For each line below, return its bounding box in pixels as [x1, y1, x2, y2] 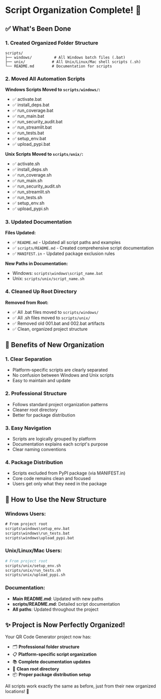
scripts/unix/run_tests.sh [5, 568, 61, 573]
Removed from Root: [5, 299, 49, 305]
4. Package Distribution [5, 459, 63, 466]
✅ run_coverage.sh [12, 172, 52, 178]
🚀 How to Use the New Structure [5, 495, 107, 503]
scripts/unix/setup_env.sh [5, 563, 61, 568]
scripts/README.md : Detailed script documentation [12, 601, 120, 607]
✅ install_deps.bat [12, 102, 50, 108]
